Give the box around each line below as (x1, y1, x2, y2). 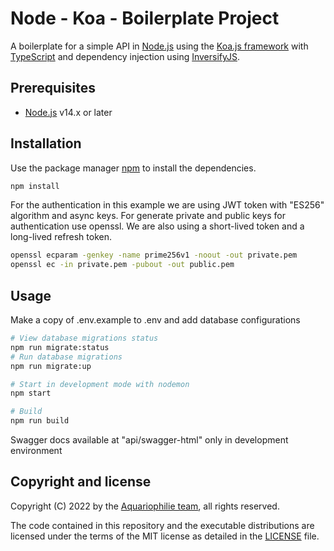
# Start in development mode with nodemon (10, 379, 190, 389)
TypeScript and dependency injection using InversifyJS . (10, 50, 241, 62)
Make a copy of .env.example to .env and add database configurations (10, 314, 301, 326)
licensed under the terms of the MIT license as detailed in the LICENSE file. (10, 530, 320, 542)
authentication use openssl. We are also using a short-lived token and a (10, 220, 305, 232)
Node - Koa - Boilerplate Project (10, 7, 280, 30)
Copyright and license (10, 473, 152, 491)
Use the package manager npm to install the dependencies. (10, 162, 257, 174)
